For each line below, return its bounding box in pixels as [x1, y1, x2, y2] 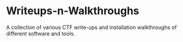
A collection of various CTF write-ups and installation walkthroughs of [6, 24, 177, 31]
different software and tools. [6, 30, 75, 37]
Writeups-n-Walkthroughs [6, 4, 140, 18]
